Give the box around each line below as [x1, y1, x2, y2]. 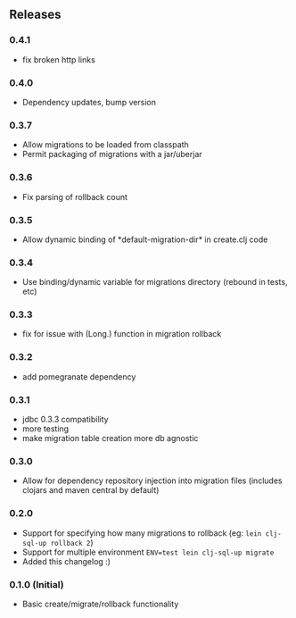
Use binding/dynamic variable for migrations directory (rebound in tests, [21, 277, 288, 288]
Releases [9, 7, 62, 22]
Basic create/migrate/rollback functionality [21, 598, 179, 609]
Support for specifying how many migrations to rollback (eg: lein [21, 527, 262, 539]
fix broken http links [21, 54, 95, 65]
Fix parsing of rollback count [21, 191, 127, 202]
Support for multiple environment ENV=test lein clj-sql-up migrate [21, 547, 275, 557]
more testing [21, 423, 70, 434]
